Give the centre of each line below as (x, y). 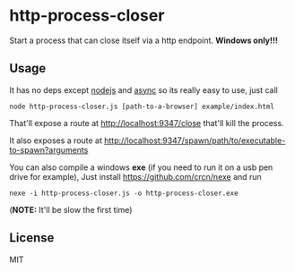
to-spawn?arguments (49, 149)
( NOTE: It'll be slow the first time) (71, 209)
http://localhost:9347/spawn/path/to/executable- (195, 140)
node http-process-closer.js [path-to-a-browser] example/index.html (142, 106)
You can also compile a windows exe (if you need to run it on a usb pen (141, 167)
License (32, 238)
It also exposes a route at (56, 140)
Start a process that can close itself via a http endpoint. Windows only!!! (143, 40)
